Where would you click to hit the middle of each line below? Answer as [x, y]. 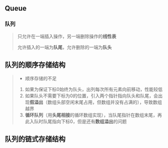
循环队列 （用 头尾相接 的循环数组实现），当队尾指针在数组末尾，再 [93, 115]
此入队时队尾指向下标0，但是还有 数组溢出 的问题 [76, 121]
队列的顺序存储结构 [35, 65]
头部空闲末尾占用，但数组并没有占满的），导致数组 [109, 102]
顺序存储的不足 [41, 78]
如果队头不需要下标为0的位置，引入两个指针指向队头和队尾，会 [91, 96]
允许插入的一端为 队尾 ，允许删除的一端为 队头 [65, 47]
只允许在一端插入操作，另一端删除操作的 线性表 [67, 36]
